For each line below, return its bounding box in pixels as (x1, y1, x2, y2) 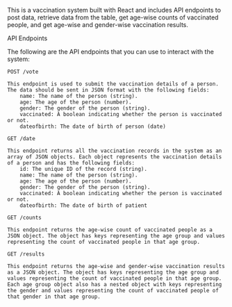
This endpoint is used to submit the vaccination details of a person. (7, 81, 219, 88)
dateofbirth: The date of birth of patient (19, 202, 148, 209)
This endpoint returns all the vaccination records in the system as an (7, 147, 222, 154)
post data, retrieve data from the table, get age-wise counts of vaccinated (7, 13, 219, 22)
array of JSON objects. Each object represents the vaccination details (7, 153, 222, 160)
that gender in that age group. (7, 293, 101, 300)
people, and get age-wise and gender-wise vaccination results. (7, 21, 189, 28)
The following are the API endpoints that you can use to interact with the (7, 48, 214, 56)
